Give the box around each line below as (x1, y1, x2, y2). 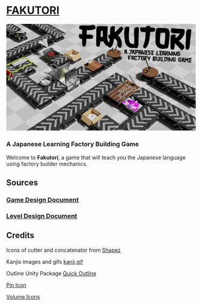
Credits (6, 230, 35, 241)
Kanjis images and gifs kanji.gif (6, 258, 83, 265)
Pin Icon (6, 281, 26, 289)
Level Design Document (6, 211, 78, 220)
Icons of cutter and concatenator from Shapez (6, 246, 121, 254)
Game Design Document (6, 196, 79, 204)
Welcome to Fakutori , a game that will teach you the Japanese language (6, 154, 186, 161)
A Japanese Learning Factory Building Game (6, 140, 139, 148)
